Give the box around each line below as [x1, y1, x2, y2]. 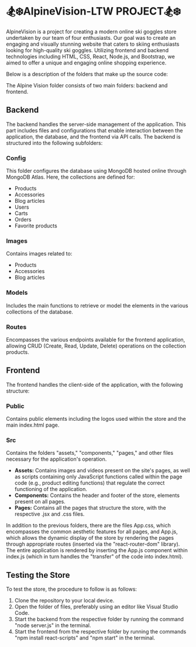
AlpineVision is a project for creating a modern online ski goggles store [6, 28, 177, 35]
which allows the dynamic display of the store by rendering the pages [6, 534, 174, 542]
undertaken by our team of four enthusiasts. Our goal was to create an [6, 34, 176, 41]
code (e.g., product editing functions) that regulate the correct [14, 479, 165, 486]
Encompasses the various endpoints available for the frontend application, [6, 336, 185, 343]
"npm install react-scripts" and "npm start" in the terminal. [14, 634, 156, 642]
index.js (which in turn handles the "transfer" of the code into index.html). [6, 553, 183, 560]
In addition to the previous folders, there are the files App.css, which [6, 522, 171, 529]
